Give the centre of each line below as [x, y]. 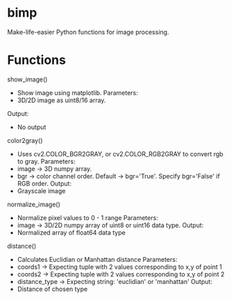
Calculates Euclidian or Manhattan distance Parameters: [97, 259]
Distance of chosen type [52, 289]
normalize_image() [34, 204]
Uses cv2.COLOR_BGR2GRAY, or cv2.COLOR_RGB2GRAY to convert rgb [120, 153]
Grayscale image [41, 191]
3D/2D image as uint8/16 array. [61, 100]
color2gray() [25, 140]
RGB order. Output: [44, 183]
